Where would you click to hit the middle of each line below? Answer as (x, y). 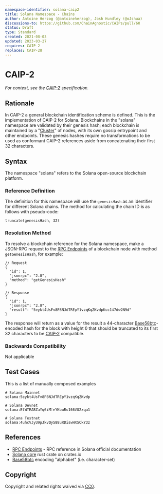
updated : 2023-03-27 (26, 41)
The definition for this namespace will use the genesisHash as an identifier (79, 201)
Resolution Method (28, 233)
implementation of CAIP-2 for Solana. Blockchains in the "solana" (70, 120)
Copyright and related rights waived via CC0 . (50, 486)
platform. (14, 178)
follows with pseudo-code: (32, 212)
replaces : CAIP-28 (24, 50)
